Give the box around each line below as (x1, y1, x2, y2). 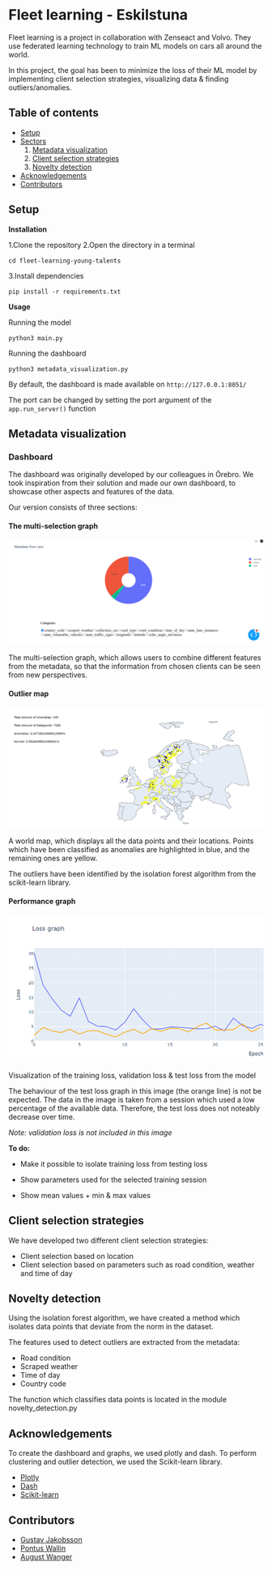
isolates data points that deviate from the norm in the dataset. (8, 1322, 214, 1332)
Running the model (8, 318, 71, 327)
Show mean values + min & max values (19, 1190, 151, 1200)
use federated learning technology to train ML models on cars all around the (8, 41, 262, 50)
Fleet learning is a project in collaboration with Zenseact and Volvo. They (8, 32, 252, 42)
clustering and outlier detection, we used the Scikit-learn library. (8, 1457, 223, 1467)
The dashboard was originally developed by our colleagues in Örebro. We (8, 470, 254, 480)
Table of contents (8, 106, 99, 120)
